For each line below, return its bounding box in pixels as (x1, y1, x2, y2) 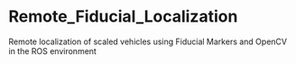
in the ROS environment (8, 45, 97, 56)
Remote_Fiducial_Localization (8, 6, 238, 27)
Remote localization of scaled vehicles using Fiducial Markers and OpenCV (8, 36, 288, 47)
